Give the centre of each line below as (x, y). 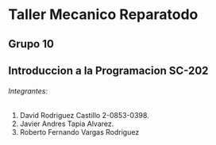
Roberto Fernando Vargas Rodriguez (79, 132)
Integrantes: (28, 91)
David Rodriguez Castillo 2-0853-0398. (84, 116)
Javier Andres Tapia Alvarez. (67, 124)
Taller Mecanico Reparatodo (103, 15)
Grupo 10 (31, 44)
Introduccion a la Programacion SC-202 (108, 70)
